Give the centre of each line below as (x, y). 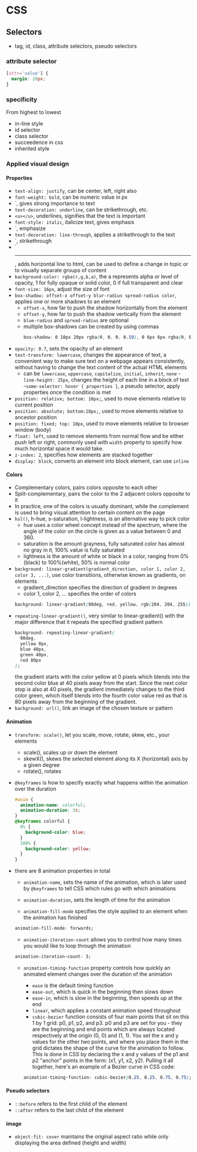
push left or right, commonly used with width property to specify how (98, 442)
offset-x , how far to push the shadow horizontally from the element (105, 308)
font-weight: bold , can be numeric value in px (71, 197)
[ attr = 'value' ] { (27, 74)
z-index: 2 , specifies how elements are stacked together (84, 455)
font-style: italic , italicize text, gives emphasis (74, 222)
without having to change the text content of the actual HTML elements (101, 368)
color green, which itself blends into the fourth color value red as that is (101, 696)
